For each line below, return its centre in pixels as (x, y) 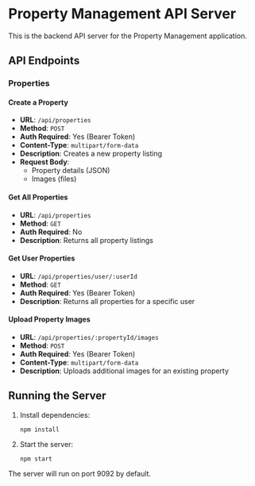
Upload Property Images (50, 319)
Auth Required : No (51, 232)
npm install (39, 430)
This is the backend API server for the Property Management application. (128, 36)
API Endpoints (44, 61)
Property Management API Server (122, 14)
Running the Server (57, 396)
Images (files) (54, 179)
